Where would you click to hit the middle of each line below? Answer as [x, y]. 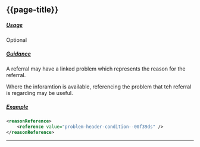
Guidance [18, 54]
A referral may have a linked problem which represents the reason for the [96, 69]
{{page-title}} [32, 10]
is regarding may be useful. [40, 93]
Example [17, 106]
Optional [17, 40]
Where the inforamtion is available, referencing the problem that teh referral [99, 87]
